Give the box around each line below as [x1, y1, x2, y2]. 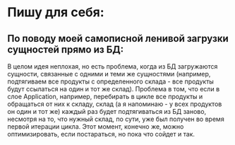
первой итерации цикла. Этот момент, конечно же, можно [7, 122, 184, 131]
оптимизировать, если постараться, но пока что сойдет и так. [7, 130, 195, 138]
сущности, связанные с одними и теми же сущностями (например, [7, 70, 211, 78]
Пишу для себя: [7, 4, 104, 21]
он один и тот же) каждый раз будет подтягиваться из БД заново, [7, 108, 207, 115]
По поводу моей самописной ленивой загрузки [7, 33, 229, 45]
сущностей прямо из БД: [7, 43, 124, 55]
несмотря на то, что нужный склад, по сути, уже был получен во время [7, 115, 224, 123]
